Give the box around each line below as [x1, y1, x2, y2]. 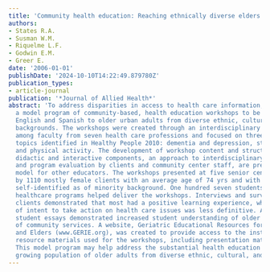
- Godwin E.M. [8, 49, 56, 57]
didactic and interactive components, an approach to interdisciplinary [15, 154, 264, 162]
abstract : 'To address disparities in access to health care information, [8, 101, 264, 109]
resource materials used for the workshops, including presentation [15, 237, 250, 245]
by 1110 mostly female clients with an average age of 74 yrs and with [15, 176, 261, 185]
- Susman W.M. [8, 34, 56, 43]
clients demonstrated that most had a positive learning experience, [15, 199, 253, 207]
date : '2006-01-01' [8, 64, 74, 72]
